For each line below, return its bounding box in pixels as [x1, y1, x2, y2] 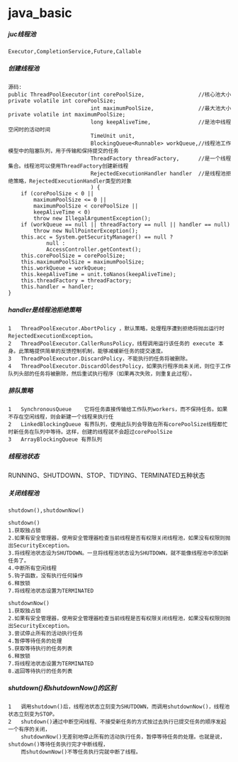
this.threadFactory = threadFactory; [21, 277, 132, 285]
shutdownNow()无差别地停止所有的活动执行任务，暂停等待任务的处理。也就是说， [21, 733, 226, 740]
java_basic [8, 5, 73, 21]
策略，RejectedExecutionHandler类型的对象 [13, 178, 132, 185]
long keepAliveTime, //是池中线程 [90, 119, 232, 126]
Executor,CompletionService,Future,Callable [8, 48, 142, 55]
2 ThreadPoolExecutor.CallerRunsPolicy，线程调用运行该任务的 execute [8, 340, 215, 347]
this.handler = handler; [21, 283, 94, 290]
